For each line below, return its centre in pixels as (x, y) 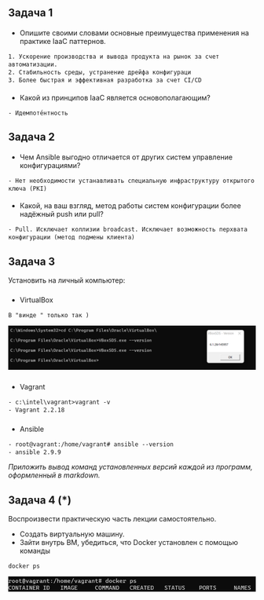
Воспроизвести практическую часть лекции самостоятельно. (112, 519)
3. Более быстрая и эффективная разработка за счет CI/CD (105, 80)
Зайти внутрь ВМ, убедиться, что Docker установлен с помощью (128, 543)
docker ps (24, 566)
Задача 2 (31, 137)
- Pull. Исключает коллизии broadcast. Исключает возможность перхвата (128, 230)
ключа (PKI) (27, 188)
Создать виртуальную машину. (72, 534)
